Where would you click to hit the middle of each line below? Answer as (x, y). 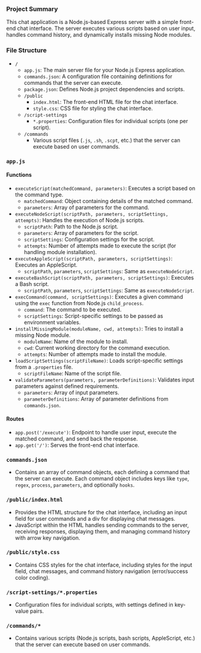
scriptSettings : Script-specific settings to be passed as (93, 316)
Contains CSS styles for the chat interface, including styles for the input (103, 565)
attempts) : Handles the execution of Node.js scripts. (79, 220)
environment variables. (52, 322)
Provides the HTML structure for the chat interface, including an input (101, 512)
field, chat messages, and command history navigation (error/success (101, 571)
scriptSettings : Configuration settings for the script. (89, 239)
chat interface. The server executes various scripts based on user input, (106, 28)
